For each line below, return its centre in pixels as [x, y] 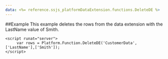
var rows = [28, 43]
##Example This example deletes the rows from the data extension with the [84, 24]
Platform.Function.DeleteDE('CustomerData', [89, 43]
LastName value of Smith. [32, 29]
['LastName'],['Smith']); [32, 47]
